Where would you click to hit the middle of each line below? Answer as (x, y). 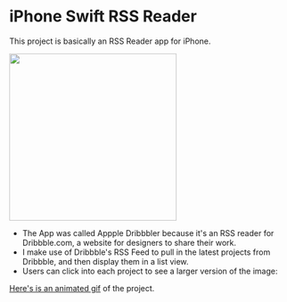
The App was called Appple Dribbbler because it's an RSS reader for (148, 233)
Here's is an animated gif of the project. (82, 288)
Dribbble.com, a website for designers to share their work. (129, 242)
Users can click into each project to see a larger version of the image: (150, 271)
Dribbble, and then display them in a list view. (105, 261)
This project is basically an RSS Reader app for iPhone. (110, 41)
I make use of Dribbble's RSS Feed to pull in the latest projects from (146, 252)
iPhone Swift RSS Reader (103, 16)
